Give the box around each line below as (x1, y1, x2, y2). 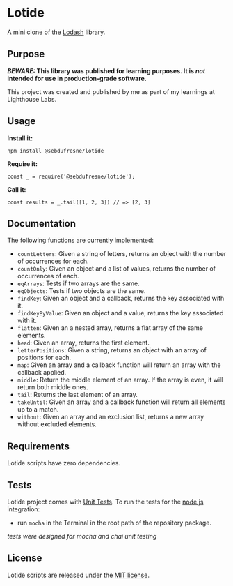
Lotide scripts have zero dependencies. (7, 459, 120, 467)
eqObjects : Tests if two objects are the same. (17, 287, 146, 295)
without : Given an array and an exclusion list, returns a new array (17, 413, 204, 421)
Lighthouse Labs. (7, 95, 57, 103)
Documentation (7, 218, 77, 230)
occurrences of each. (17, 272, 79, 280)
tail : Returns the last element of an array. (17, 391, 138, 399)
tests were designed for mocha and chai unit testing (7, 532, 157, 540)
